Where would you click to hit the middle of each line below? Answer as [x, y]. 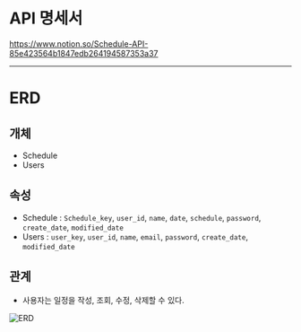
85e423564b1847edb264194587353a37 [84, 53]
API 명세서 [46, 18]
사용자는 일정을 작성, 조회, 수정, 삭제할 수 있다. [103, 300]
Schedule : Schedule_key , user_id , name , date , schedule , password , [142, 217]
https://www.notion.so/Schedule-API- [79, 44]
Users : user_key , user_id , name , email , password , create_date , [135, 236]
